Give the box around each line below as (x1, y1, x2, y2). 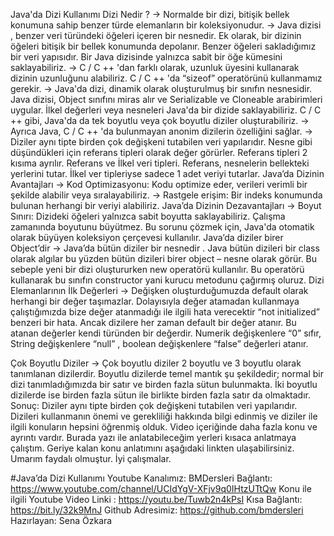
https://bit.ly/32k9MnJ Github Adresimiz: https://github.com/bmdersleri (10, 504, 304, 516)
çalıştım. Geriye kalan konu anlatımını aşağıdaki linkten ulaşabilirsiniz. (10, 442, 295, 454)
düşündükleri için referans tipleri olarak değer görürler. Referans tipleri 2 (10, 147, 308, 158)
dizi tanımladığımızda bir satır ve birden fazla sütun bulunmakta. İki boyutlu (10, 379, 318, 390)
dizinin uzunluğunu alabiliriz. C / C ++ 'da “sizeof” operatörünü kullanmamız (10, 72, 323, 84)
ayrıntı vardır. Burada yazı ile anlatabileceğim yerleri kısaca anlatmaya (10, 432, 297, 443)
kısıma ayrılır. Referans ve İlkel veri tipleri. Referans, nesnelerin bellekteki (10, 157, 310, 169)
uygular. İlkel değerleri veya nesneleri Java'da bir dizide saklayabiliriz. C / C (10, 104, 322, 116)
